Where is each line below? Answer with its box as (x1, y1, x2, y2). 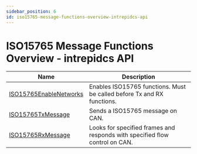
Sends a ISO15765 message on (89, 107, 178, 115)
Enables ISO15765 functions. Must (89, 83, 186, 91)
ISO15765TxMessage (9, 111, 70, 119)
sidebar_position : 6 (6, 8, 57, 15)
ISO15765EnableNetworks (9, 90, 84, 98)
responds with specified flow (89, 131, 169, 139)
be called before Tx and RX (89, 90, 164, 98)
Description (122, 73, 155, 81)
